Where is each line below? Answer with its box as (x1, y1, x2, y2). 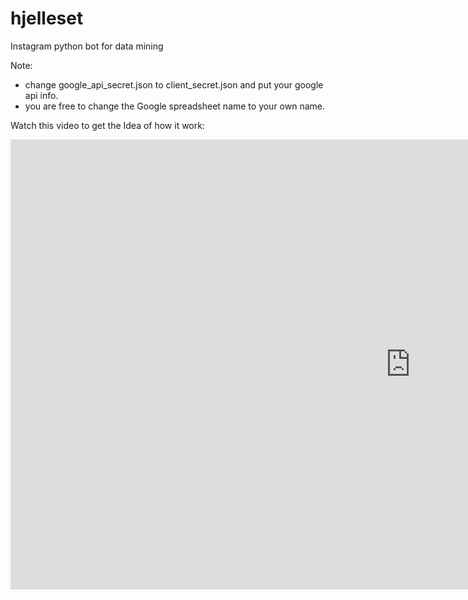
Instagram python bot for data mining (10, 40, 164, 52)
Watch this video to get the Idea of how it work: (10, 119, 205, 131)
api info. (24, 89, 59, 101)
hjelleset (10, 7, 84, 30)
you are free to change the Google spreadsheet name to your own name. (24, 100, 326, 112)
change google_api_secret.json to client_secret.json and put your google (24, 78, 324, 91)
